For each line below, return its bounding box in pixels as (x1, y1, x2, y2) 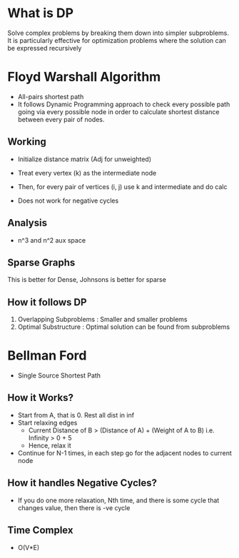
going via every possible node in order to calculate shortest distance (17, 107, 220, 116)
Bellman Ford (7, 348, 87, 364)
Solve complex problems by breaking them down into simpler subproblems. (7, 29, 230, 37)
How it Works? (7, 392, 73, 404)
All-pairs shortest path (17, 92, 84, 101)
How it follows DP (7, 296, 87, 308)
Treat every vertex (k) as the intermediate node (17, 168, 157, 177)
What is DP (7, 5, 73, 21)
